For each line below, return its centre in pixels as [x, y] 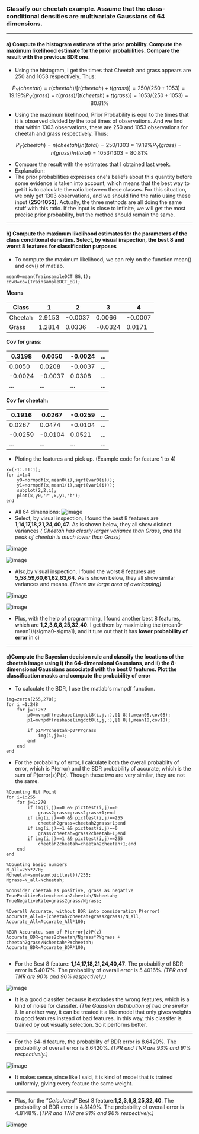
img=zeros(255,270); [32, 699]
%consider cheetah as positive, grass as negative [70, 891]
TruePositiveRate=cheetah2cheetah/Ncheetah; [62, 896]
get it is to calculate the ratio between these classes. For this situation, [100, 189]
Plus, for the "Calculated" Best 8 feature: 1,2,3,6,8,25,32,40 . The [94, 1101]
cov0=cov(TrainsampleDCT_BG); [44, 282]
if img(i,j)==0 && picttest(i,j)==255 [75, 818]
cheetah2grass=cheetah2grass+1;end [82, 823]
